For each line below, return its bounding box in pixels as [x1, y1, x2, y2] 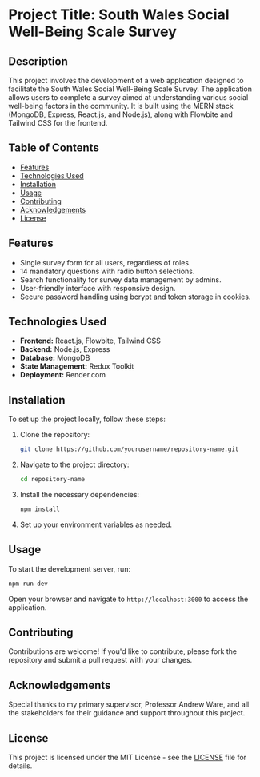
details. [8, 761, 33, 771]
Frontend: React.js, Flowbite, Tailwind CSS [19, 336, 162, 345]
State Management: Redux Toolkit [19, 361, 134, 371]
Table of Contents [8, 141, 100, 155]
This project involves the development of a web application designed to [8, 76, 244, 85]
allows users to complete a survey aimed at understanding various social [8, 93, 249, 102]
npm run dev [8, 580, 48, 588]
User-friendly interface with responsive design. [19, 283, 176, 293]
